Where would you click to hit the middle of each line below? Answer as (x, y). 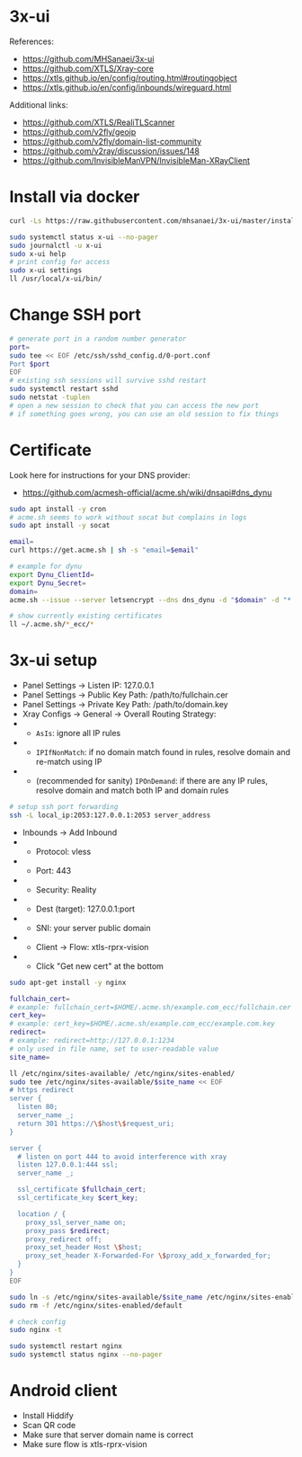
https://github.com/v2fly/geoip (79, 131)
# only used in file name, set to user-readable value (114, 1049)
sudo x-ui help (38, 253)
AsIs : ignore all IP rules (78, 733)
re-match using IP (69, 762)
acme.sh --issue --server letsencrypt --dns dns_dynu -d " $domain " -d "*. (152, 600)
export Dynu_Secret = (48, 583)
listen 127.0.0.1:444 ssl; (68, 1165)
